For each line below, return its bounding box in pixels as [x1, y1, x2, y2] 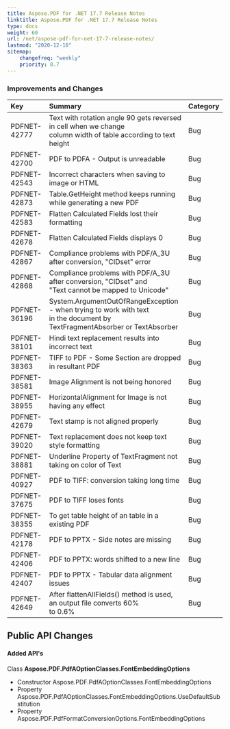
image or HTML [49, 178, 99, 187]
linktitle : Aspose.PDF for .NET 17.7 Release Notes [7, 16, 157, 23]
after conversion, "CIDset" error [49, 256, 151, 266]
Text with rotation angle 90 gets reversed [49, 112, 181, 122]
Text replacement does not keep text [49, 431, 167, 441]
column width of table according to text [49, 130, 176, 139]
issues [49, 578, 71, 588]
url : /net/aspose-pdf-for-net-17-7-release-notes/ [7, 36, 155, 43]
